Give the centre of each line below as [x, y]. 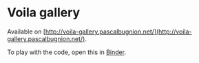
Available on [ [27, 32]
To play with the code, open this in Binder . [66, 52]
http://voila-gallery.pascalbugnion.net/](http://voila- [118, 32]
